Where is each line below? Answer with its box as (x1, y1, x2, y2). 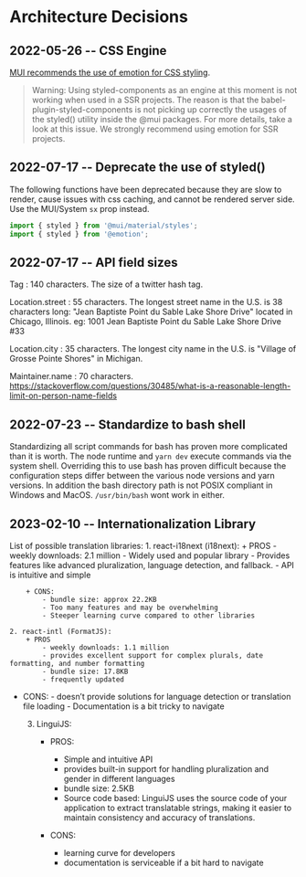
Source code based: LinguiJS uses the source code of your (63, 793, 288, 803)
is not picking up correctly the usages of (134, 104, 288, 115)
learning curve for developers (63, 848, 175, 858)
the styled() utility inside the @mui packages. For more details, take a (31, 114, 292, 124)
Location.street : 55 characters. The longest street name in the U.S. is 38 (9, 297, 283, 308)
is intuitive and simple (9, 569, 91, 580)
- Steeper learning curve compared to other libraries (42, 611, 256, 620)
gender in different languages (63, 774, 175, 784)
